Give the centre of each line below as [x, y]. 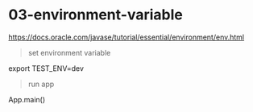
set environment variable [69, 52]
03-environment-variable [95, 15]
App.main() [27, 99]
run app [41, 84]
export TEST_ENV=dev [46, 68]
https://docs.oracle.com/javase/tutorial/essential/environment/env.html [126, 37]
